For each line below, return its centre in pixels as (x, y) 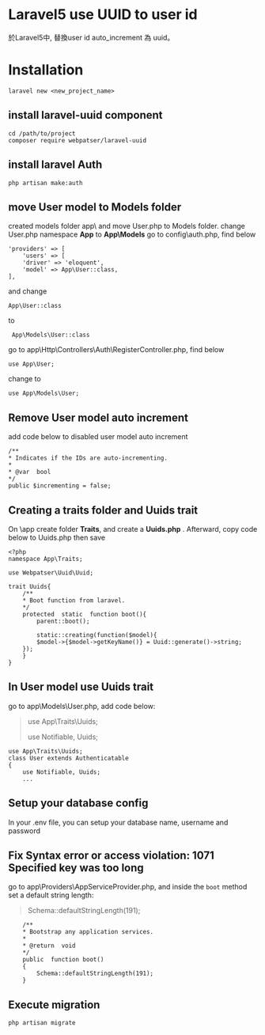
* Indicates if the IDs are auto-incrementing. (88, 458)
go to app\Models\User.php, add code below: (82, 706)
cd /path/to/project (42, 133)
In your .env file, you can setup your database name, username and (118, 822)
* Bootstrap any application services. (88, 932)
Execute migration (54, 1005)
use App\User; (32, 364)
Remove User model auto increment (98, 417)
